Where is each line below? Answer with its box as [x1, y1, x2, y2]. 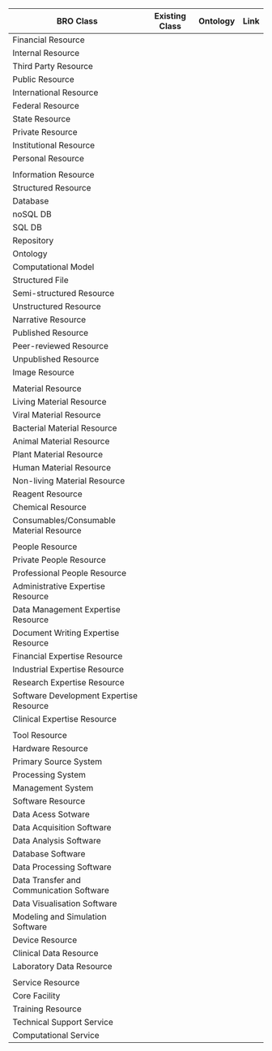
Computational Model [12, 261, 95, 272]
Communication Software [12, 885, 109, 895]
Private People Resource [12, 555, 107, 565]
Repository [12, 235, 54, 246]
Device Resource [12, 934, 78, 946]
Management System [12, 783, 94, 793]
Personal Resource [12, 153, 85, 164]
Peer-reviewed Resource [12, 341, 109, 351]
